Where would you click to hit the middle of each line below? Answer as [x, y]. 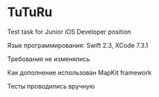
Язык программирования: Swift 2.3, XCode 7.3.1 [78, 45]
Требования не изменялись [49, 59]
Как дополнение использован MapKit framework [79, 72]
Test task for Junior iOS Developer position [69, 32]
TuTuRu [30, 12]
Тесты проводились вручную [51, 86]
